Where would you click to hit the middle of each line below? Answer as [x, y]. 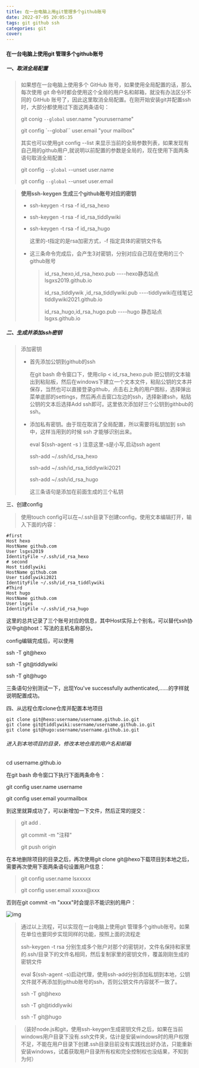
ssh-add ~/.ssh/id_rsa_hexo [64, 456]
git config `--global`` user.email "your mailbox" [78, 130]
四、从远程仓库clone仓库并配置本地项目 [55, 708]
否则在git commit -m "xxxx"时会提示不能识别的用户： [71, 902]
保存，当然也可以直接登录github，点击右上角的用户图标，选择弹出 [110, 389]
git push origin [38, 847]
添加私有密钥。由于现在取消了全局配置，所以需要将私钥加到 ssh [108, 424]
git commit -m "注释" [46, 835]
